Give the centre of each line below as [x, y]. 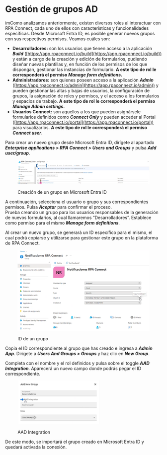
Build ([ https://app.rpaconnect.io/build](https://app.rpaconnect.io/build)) [87, 54]
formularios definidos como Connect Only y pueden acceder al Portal [84, 117]
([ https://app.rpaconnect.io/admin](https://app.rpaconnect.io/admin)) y [85, 85]
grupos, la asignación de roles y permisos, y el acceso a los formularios [86, 96]
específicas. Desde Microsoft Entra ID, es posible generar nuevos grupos [80, 33]
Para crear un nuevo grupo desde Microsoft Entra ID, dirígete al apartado [80, 142]
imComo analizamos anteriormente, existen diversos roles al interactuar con [83, 23]
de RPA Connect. [23, 243]
